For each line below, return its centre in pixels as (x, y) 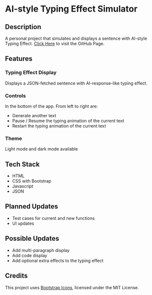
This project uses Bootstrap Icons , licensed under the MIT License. (72, 287)
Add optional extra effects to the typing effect (58, 261)
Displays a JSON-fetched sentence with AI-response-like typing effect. (76, 83)
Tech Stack (22, 164)
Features (19, 59)
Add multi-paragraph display (41, 250)
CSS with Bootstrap (32, 181)
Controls (16, 95)
